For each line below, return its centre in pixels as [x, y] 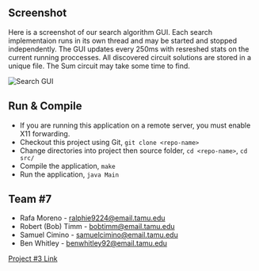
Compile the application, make [68, 166]
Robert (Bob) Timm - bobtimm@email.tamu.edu [97, 227]
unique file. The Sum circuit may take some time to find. [99, 66]
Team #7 [30, 199]
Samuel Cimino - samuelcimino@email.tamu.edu [99, 235]
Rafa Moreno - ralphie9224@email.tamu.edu [92, 218]
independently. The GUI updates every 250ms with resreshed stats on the [129, 49]
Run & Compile [45, 106]
